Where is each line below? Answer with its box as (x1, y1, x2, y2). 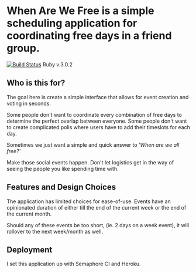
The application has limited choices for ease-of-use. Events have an (6, 198, 171, 205)
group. (6, 42, 40, 55)
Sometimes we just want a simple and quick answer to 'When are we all (6, 141, 180, 148)
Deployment (6, 245, 53, 255)
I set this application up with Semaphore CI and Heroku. (6, 260, 141, 268)
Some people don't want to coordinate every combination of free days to (6, 111, 182, 118)
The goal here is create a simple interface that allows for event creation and (6, 93, 189, 100)
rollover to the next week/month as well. (6, 228, 103, 235)
